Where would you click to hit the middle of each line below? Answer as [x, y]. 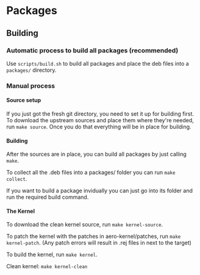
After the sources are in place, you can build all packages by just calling [97, 154]
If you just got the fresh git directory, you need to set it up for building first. [100, 114]
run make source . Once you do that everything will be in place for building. [99, 127]
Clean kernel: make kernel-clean [47, 266]
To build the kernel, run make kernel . [52, 255]
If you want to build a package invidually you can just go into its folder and [100, 191]
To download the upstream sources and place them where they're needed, [100, 120]
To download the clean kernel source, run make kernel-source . [85, 225]
